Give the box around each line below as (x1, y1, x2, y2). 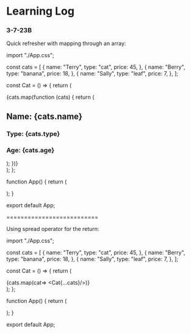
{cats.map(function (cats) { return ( (6, 93, 95, 101)
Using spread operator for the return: (6, 226, 99, 233)
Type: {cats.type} (6, 129, 60, 138)
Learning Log (6, 4, 75, 18)
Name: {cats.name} (6, 111, 83, 121)
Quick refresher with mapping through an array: (6, 40, 126, 47)
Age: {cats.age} (6, 146, 55, 154)
